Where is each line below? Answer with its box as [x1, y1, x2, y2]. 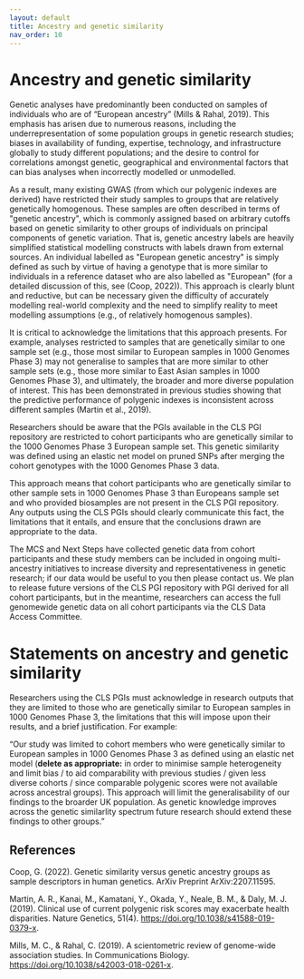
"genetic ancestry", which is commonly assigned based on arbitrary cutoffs [9, 213, 291, 224]
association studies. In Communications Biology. [9, 950, 190, 961]
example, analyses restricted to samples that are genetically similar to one [9, 337, 286, 348]
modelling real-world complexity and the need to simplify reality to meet [9, 300, 278, 311]
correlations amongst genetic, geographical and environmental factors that [9, 157, 290, 168]
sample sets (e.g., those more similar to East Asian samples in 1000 [9, 366, 261, 377]
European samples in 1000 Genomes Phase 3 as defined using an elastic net [9, 749, 295, 759]
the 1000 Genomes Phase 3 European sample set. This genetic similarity [9, 441, 280, 452]
